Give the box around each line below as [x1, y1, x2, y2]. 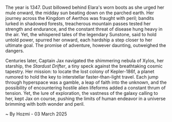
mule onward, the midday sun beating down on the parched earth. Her [5, 10, 155, 16]
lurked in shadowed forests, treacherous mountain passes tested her [5, 20, 151, 27]
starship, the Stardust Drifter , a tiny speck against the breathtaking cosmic [5, 63, 163, 69]
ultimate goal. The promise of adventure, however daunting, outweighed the [5, 42, 166, 48]
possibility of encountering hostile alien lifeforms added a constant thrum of [5, 85, 166, 91]
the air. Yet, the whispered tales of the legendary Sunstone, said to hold [5, 32, 157, 37]
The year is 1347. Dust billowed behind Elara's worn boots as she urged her [5, 5, 164, 10]
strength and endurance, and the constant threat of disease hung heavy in [5, 26, 163, 32]
